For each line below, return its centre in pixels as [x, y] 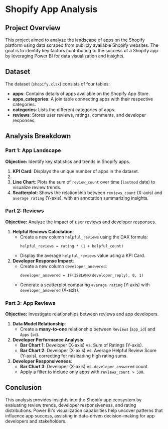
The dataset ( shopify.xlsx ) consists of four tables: [58, 83]
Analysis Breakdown [38, 136]
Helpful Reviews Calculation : [43, 231]
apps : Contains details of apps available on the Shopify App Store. [81, 94]
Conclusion [24, 388]
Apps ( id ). [30, 334]
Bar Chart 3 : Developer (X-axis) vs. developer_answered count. [84, 367]
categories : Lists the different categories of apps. [64, 110]
